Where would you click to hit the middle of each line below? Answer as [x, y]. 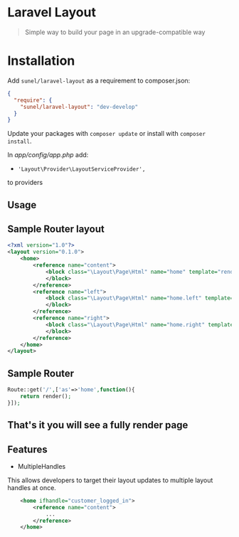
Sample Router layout [56, 229]
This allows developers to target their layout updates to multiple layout [110, 480]
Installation [41, 61]
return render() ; [46, 397]
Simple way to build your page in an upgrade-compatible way [115, 32]
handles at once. [32, 487]
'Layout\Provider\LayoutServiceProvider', [81, 169]
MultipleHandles [42, 466]
